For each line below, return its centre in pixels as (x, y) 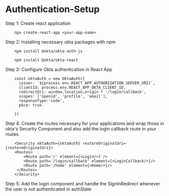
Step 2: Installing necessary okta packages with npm (60, 42)
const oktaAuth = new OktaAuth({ (50, 79)
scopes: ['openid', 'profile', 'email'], (63, 96)
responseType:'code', (42, 101)
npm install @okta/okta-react (46, 60)
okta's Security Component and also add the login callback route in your (81, 129)
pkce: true (30, 105)
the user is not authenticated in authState (48, 189)
